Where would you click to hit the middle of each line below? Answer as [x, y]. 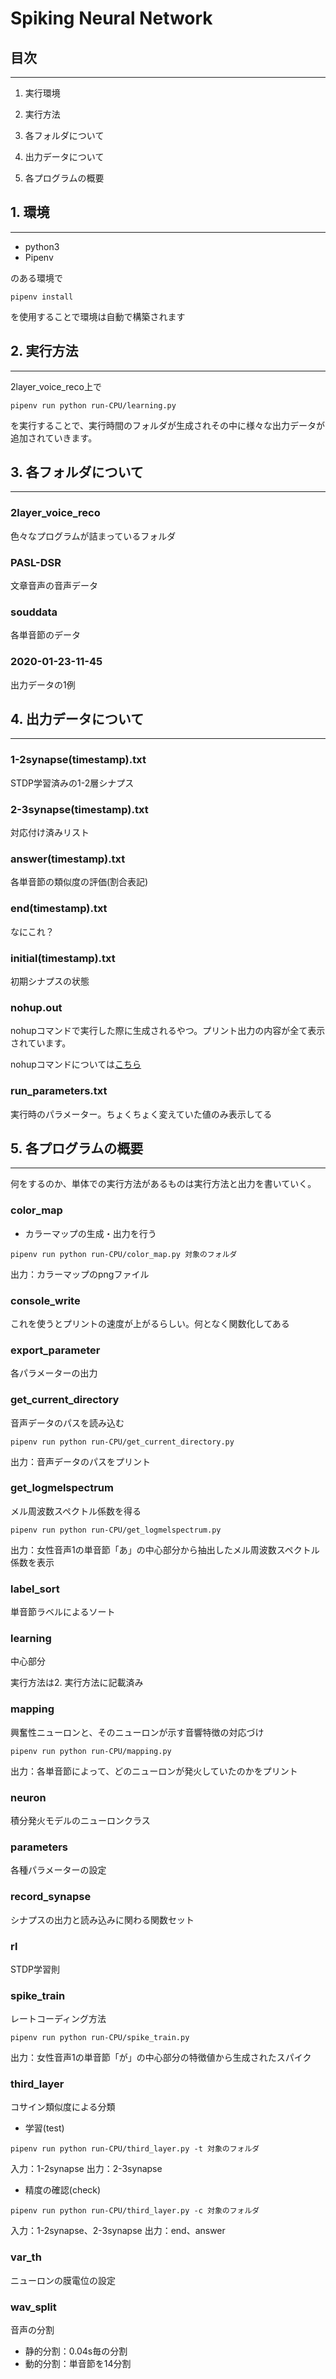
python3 [42, 246]
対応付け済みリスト [50, 833]
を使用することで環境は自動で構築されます [98, 316]
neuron [28, 1797]
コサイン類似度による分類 [63, 2107]
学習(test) [44, 2128]
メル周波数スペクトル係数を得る [76, 1511]
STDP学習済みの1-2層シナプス [72, 783]
